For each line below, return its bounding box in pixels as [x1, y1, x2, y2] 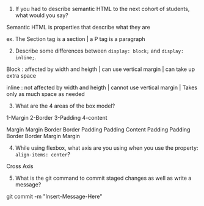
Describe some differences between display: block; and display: [15, 47, 184, 54]
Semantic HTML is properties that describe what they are [6, 24, 151, 31]
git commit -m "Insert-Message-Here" [6, 193, 103, 200]
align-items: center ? [15, 151, 70, 158]
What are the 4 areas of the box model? [15, 102, 115, 109]
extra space [6, 72, 37, 79]
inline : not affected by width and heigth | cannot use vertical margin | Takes [6, 84, 197, 91]
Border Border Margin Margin [6, 133, 81, 139]
